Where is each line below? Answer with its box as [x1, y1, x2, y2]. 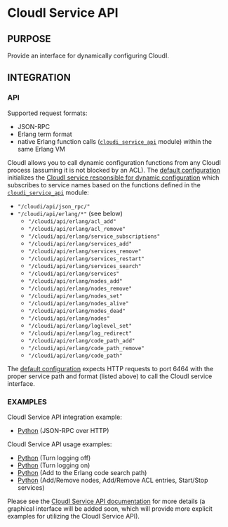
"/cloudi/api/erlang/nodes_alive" [27, 300, 129, 307]
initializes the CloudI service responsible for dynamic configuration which [7, 173, 220, 182]
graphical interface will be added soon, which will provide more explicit [7, 504, 213, 513]
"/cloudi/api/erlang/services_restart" [27, 255, 145, 262]
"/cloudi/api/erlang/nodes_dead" [27, 307, 126, 314]
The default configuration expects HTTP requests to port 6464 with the [7, 364, 214, 373]
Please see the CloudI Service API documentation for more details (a [7, 497, 206, 505]
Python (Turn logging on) [17, 461, 90, 469]
